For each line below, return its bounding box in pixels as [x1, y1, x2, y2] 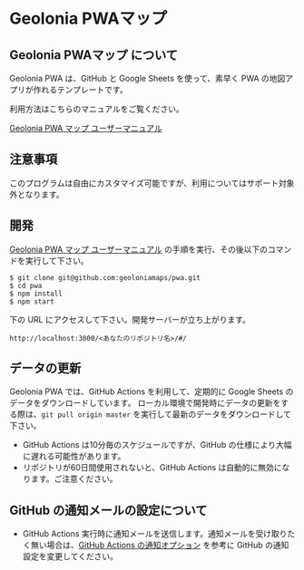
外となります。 [9, 188, 65, 199]
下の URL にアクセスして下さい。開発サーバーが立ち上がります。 [9, 314, 251, 324]
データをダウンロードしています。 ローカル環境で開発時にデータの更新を [9, 398, 281, 409]
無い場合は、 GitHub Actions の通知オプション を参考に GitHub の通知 [30, 540, 289, 551]
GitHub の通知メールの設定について [9, 502, 208, 517]
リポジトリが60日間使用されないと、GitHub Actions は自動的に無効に [22, 462, 282, 473]
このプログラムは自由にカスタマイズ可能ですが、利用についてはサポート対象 [9, 178, 295, 188]
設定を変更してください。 [22, 551, 118, 562]
